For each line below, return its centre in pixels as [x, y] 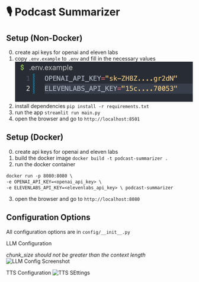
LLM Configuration [29, 243]
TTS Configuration [29, 273]
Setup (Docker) [35, 137]
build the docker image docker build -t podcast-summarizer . [91, 158]
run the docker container [45, 164]
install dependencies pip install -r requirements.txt [82, 106]
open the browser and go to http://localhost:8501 [77, 118]
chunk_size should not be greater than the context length [76, 255]
